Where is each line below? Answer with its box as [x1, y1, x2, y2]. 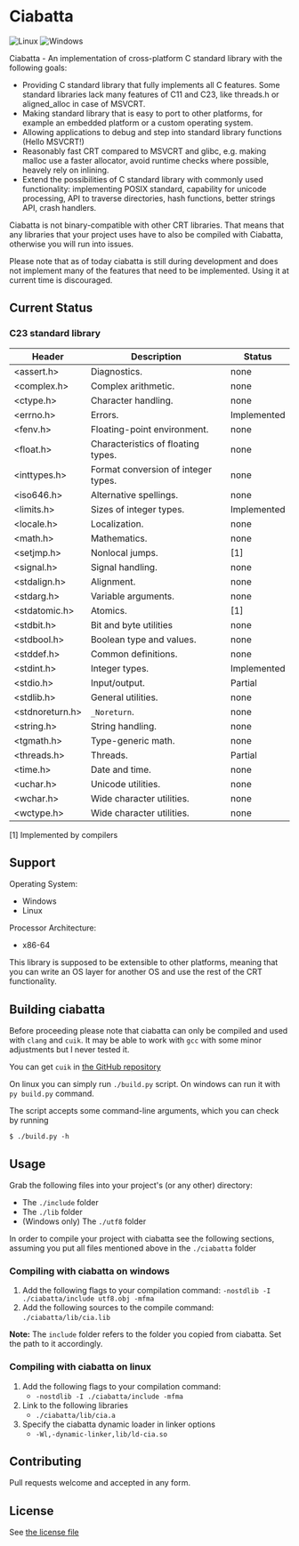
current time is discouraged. [9, 274, 113, 286]
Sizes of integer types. [90, 503, 185, 515]
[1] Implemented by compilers [9, 829, 118, 840]
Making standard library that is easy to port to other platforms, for [21, 108, 263, 118]
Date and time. [90, 763, 151, 776]
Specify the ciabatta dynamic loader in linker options [21, 1419, 216, 1429]
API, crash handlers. [21, 202, 97, 213]
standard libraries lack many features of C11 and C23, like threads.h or [21, 89, 279, 100]
